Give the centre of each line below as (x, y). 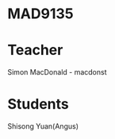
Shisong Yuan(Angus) (43, 126)
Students (38, 104)
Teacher (35, 50)
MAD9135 (40, 14)
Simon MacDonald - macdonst (57, 72)
